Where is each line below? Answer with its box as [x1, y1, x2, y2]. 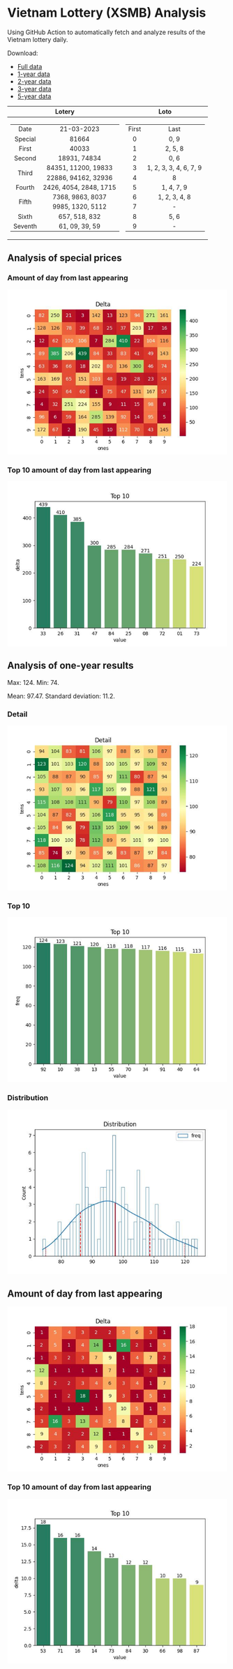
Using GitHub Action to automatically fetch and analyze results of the [7, 28, 206, 36]
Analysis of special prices [7, 252, 122, 264]
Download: [7, 49, 38, 57]
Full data [17, 62, 43, 70]
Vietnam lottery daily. [7, 35, 68, 43]
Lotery [54, 107, 75, 116]
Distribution [7, 1093, 49, 1103]
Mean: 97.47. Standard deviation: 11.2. [7, 692, 115, 700]
